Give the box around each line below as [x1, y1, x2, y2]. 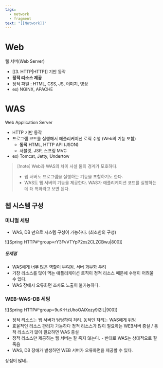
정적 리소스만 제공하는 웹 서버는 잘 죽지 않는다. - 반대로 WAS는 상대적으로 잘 [12, 335, 157, 341]
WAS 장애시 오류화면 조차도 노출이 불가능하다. [12, 282, 100, 288]
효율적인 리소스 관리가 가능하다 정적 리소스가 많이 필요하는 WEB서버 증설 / [12, 323, 153, 329]
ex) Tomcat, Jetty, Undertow [12, 153, 70, 159]
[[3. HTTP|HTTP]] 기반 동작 [12, 69, 66, 74]
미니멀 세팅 [5, 217, 30, 224]
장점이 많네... [5, 358, 30, 364]
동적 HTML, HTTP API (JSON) [19, 142, 79, 147]
